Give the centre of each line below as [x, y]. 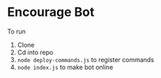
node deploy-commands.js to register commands [86, 59]
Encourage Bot [51, 12]
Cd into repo [35, 52]
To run [17, 31]
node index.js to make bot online [65, 67]
